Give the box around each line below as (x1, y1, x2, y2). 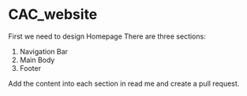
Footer (19, 63, 42, 72)
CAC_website (8, 6, 98, 24)
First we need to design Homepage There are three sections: (8, 31, 207, 41)
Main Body (19, 55, 55, 65)
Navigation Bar (19, 46, 69, 56)
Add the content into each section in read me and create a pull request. (8, 79, 240, 88)
